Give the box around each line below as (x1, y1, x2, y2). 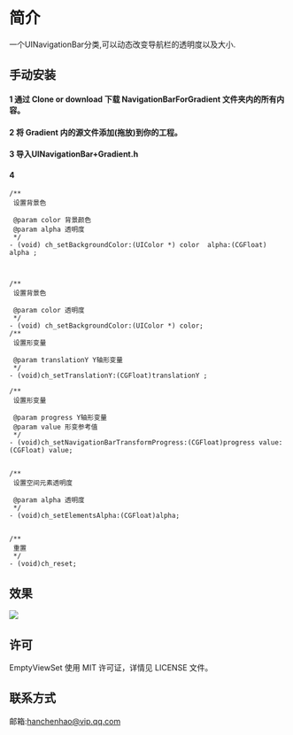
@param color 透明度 (12, 306, 85, 315)
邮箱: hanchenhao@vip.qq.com (9, 716, 121, 726)
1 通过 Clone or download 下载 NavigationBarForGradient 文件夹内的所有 (9, 94, 277, 104)
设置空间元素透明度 (12, 479, 73, 488)
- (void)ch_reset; (9, 560, 77, 569)
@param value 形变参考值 (12, 422, 98, 432)
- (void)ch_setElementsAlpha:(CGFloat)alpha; (9, 511, 180, 521)
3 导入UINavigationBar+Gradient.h (9, 149, 139, 159)
